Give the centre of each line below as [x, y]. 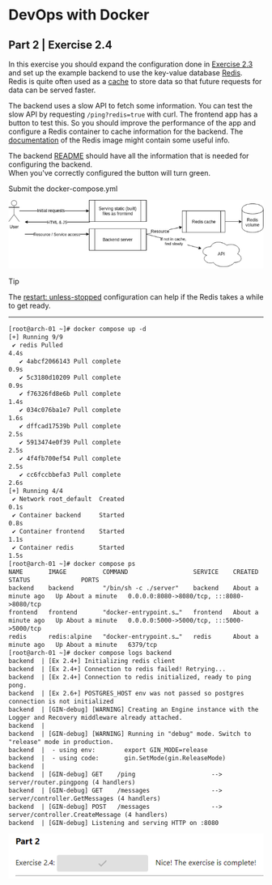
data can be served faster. [52, 90]
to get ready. [30, 306]
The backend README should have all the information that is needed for [129, 156]
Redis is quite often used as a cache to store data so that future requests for [135, 81]
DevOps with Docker [79, 15]
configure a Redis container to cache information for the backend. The [126, 132]
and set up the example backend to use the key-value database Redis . [125, 73]
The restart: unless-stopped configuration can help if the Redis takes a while [136, 297]
